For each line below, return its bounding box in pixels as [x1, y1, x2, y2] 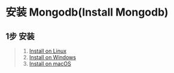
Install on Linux [29, 47, 67, 54]
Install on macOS [29, 60, 71, 67]
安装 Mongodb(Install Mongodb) [5, 5, 169, 19]
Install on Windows [29, 54, 76, 60]
